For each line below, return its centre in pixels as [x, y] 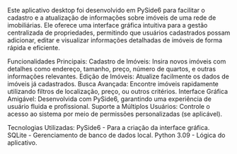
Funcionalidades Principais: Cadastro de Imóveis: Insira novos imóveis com [117, 61]
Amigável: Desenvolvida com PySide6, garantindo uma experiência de [110, 99]
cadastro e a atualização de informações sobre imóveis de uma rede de [112, 18]
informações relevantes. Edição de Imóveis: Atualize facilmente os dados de [118, 76]
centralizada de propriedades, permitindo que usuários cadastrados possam [119, 32]
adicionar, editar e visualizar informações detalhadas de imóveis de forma [115, 40]
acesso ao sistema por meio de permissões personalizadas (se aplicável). [115, 114]
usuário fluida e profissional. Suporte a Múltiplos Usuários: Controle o [109, 106]
